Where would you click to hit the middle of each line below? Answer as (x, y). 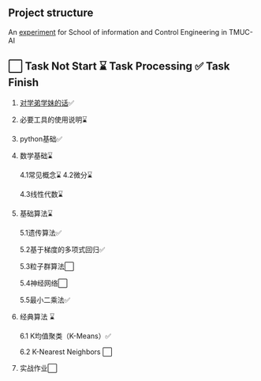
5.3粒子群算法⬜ (47, 266)
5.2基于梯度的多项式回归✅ (62, 249)
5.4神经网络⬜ (44, 283)
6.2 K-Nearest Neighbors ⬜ (66, 352)
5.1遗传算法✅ (41, 232)
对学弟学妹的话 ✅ (47, 103)
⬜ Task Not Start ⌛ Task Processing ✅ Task (119, 66)
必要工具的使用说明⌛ (53, 119)
